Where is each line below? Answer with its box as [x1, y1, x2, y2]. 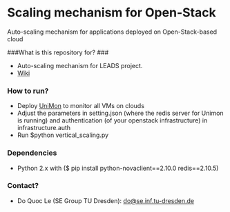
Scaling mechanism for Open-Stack [7, 5, 216, 21]
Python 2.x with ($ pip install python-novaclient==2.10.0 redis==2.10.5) [17, 164, 219, 172]
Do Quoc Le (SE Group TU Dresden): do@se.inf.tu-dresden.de [17, 196, 195, 204]
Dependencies [7, 148, 57, 158]
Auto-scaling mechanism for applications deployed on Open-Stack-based [7, 28, 218, 36]
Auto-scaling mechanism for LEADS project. [17, 61, 143, 70]
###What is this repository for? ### [7, 48, 109, 56]
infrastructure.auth [17, 124, 71, 132]
